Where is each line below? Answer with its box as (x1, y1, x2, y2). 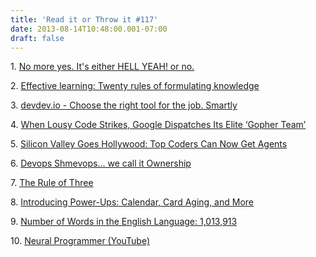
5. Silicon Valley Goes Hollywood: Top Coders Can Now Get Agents (10, 138, 288, 150)
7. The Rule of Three (10, 177, 94, 189)
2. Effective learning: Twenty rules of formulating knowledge (10, 80, 260, 92)
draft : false (10, 33, 65, 43)
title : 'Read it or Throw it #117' (10, 14, 159, 25)
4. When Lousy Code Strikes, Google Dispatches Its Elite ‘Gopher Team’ (10, 119, 307, 131)
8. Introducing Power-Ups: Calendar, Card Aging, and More (10, 196, 254, 208)
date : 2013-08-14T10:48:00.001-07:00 (10, 24, 168, 34)
